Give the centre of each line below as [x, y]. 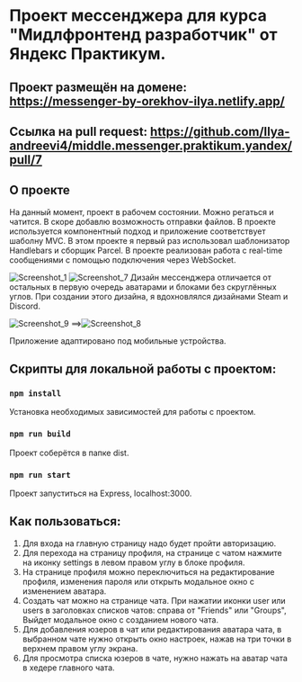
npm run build [40, 434]
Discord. [25, 306]
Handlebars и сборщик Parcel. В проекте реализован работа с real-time [146, 250]
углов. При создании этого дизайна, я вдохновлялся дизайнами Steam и [149, 296]
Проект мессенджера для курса [138, 16]
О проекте [40, 190]
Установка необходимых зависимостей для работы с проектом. [133, 412]
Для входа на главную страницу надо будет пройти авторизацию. [149, 543]
